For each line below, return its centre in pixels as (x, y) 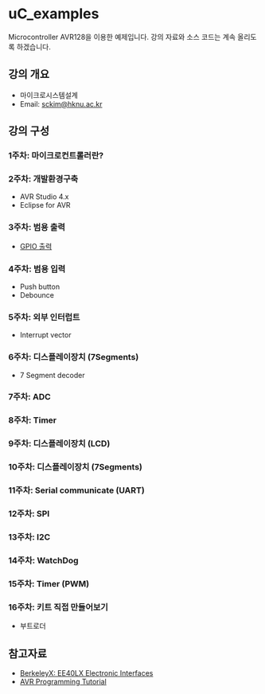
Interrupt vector (45, 335)
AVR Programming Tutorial (63, 681)
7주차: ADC (30, 397)
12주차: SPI (29, 514)
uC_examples (54, 14)
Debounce (37, 294)
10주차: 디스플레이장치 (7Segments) (76, 467)
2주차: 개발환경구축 (43, 178)
